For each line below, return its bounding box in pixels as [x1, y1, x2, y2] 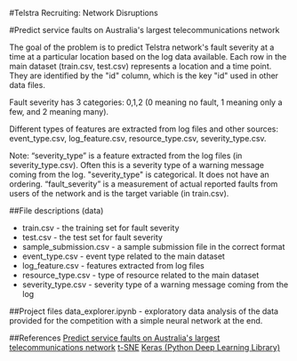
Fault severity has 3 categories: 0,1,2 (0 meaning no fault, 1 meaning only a [9, 97, 283, 108]
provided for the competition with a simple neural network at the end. [9, 316, 263, 325]
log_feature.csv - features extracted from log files [21, 261, 205, 270]
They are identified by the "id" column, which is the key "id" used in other [9, 70, 278, 81]
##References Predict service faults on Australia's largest [9, 333, 221, 343]
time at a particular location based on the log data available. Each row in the [9, 52, 287, 61]
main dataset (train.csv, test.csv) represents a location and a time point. [9, 61, 272, 71]
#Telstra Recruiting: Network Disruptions [9, 8, 158, 18]
